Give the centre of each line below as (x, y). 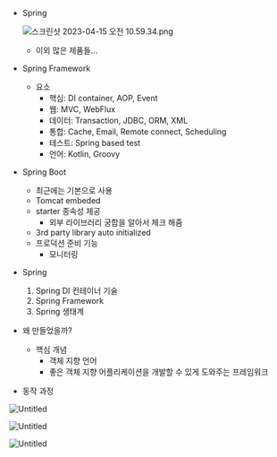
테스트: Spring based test (95, 143)
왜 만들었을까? (47, 330)
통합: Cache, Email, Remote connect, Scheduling (138, 132)
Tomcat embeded (68, 200)
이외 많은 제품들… (67, 50)
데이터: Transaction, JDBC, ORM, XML (118, 121)
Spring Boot (44, 172)
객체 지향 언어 (73, 361)
